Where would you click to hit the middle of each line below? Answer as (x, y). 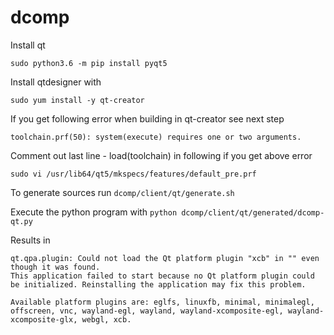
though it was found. (55, 267)
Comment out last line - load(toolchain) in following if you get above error (161, 155)
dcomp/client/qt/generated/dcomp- (253, 212)
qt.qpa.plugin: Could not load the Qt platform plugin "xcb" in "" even (165, 258)
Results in (30, 240)
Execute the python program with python (94, 212)
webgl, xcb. (106, 319)
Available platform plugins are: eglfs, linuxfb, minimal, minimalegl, (162, 302)
